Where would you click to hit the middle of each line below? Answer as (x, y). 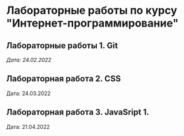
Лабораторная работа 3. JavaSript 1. (78, 112)
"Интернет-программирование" (93, 23)
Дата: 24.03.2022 (29, 93)
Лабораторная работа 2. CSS (64, 79)
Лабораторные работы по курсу (92, 11)
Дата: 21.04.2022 (28, 126)
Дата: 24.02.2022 (29, 60)
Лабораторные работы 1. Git (62, 45)
